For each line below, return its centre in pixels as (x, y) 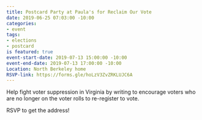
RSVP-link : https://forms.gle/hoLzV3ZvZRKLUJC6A (69, 75)
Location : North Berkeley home (46, 69)
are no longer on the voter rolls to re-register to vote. (73, 99)
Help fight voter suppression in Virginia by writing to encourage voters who (101, 92)
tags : (13, 35)
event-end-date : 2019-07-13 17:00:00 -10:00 (64, 63)
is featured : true (30, 52)
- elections (21, 40)
